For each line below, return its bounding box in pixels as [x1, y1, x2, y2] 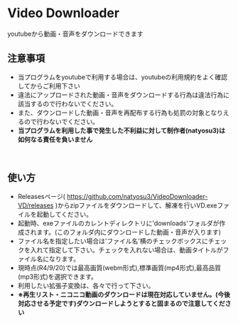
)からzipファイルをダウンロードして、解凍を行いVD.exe [55, 201, 217, 210]
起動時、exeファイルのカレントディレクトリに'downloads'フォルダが [17, 219, 220, 227]
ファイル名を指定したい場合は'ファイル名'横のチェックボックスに [17, 237, 208, 245]
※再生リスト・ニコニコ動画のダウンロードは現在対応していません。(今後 [17, 290, 231, 299]
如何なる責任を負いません [17, 135, 93, 143]
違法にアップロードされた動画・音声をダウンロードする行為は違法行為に [17, 91, 229, 99]
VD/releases [17, 201, 54, 210]
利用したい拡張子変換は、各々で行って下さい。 [17, 281, 155, 289]
